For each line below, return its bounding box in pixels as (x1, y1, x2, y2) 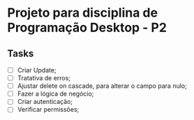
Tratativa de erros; (17, 74, 71, 82)
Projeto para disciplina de (7, 5, 158, 21)
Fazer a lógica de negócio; (17, 89, 94, 98)
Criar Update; (17, 66, 57, 74)
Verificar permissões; (17, 105, 80, 114)
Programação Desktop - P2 (7, 20, 167, 36)
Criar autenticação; (17, 98, 73, 106)
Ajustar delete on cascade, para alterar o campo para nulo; (17, 82, 187, 90)
